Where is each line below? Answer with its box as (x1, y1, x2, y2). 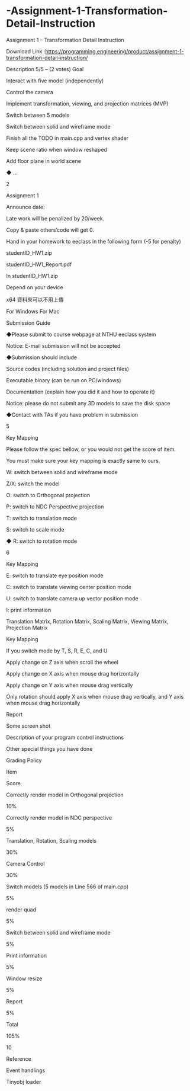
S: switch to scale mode (6, 526, 65, 533)
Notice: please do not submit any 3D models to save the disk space (6, 399, 170, 407)
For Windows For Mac (6, 308, 60, 315)
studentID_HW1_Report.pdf (6, 261, 72, 268)
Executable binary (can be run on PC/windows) (6, 376, 121, 383)
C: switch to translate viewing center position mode (6, 583, 131, 590)
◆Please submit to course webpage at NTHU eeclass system (6, 331, 157, 338)
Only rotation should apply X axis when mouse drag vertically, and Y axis (6, 693, 184, 700)
